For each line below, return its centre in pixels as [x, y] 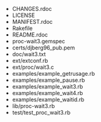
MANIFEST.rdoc [32, 22]
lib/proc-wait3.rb [33, 106]
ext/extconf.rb [30, 61]
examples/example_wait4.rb [47, 93]
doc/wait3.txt [29, 54]
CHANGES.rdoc [32, 9]
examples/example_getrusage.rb [54, 74]
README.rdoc [30, 35]
